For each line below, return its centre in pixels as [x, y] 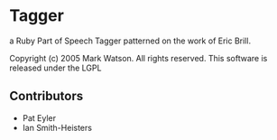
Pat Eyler [39, 117]
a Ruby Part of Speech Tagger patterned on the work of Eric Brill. [130, 41]
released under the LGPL [55, 68]
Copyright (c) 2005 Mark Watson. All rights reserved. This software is [138, 58]
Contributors [46, 96]
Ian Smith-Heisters [57, 127]
